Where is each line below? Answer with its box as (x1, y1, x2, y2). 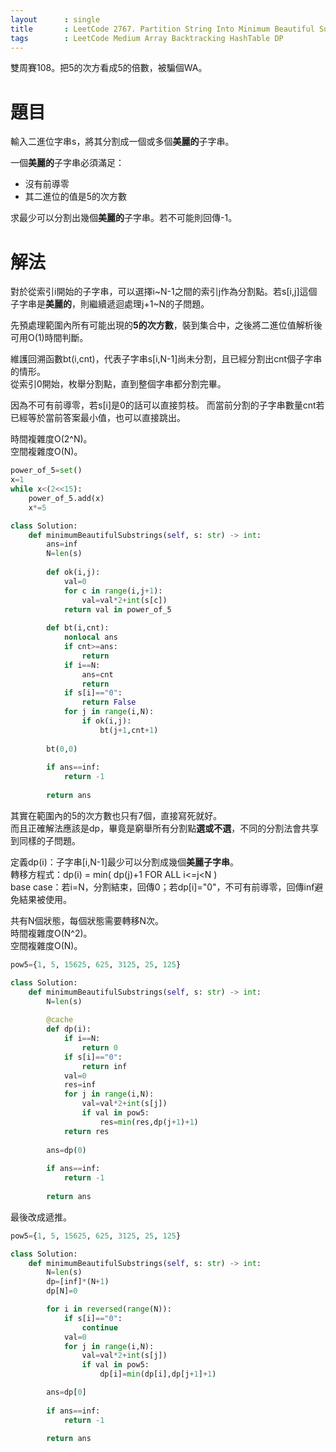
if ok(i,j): (81, 716, 132, 726)
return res (63, 1126, 110, 1136)
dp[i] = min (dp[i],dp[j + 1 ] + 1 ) (99, 1369, 217, 1380)
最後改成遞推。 (10, 1211, 72, 1223)
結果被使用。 (18, 893, 72, 905)
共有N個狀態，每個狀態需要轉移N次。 (10, 914, 165, 926)
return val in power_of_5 (63, 604, 172, 615)
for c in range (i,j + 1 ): (63, 586, 163, 596)
